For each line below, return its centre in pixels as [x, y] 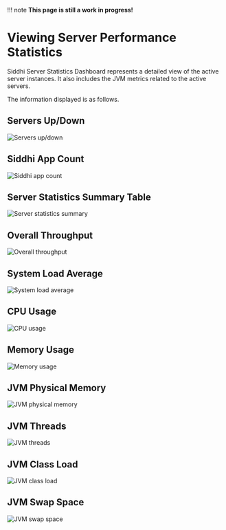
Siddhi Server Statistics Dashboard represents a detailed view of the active [113, 71]
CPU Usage [32, 312]
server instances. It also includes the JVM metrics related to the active [107, 78]
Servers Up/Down [46, 121]
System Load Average [55, 273]
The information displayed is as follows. [63, 99]
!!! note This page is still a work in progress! [70, 10]
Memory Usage [41, 350]
